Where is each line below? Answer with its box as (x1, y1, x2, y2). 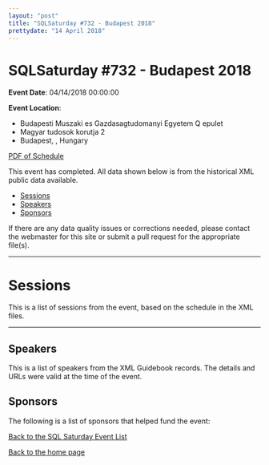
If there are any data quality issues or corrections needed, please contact (8, 224, 251, 233)
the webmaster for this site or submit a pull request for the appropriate (8, 232, 240, 241)
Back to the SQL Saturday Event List (8, 431, 127, 441)
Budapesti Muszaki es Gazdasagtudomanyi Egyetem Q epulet (19, 119, 223, 128)
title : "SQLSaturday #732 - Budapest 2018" (8, 19, 156, 27)
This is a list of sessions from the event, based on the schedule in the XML (8, 302, 254, 313)
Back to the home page (8, 447, 86, 457)
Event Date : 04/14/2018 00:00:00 (8, 87, 120, 97)
